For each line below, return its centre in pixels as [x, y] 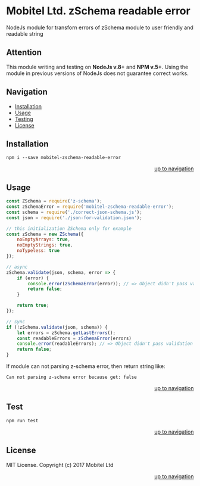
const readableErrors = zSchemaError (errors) [74, 338]
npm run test [22, 420]
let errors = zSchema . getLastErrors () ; [66, 333]
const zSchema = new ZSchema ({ [45, 234]
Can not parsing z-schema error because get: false [71, 377]
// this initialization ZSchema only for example [69, 228]
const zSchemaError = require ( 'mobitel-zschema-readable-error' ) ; [90, 207]
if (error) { [33, 278]
